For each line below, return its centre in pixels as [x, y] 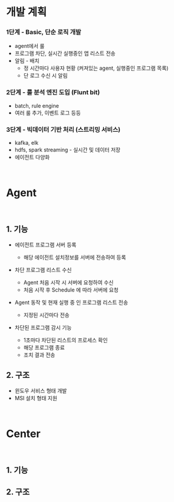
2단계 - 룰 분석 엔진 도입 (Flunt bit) [53, 92]
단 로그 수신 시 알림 [45, 76]
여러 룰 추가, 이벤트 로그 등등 [48, 112]
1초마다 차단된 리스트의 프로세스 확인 [65, 340]
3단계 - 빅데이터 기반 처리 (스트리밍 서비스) [63, 129]
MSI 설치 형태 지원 [36, 398]
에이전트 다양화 [32, 157]
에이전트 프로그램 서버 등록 [45, 244]
